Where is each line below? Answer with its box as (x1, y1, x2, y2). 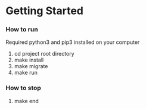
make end (14, 97, 39, 104)
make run (14, 69, 38, 76)
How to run (5, 25, 38, 34)
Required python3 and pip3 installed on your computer (5, 39, 140, 46)
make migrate (14, 63, 48, 70)
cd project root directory (14, 50, 75, 57)
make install (14, 56, 44, 63)
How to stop (5, 84, 41, 92)
